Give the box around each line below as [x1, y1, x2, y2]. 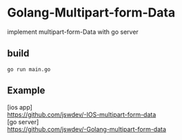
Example [7, 85, 45, 97]
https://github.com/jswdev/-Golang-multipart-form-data [7, 125, 167, 133]
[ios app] [7, 103, 33, 111]
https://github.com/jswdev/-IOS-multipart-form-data [7, 110, 156, 119]
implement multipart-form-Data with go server [7, 28, 139, 36]
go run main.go [7, 66, 51, 73]
